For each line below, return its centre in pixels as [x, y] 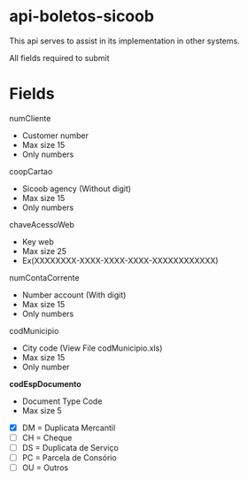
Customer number [55, 135]
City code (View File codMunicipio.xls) [92, 348]
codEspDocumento [45, 383]
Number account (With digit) [74, 295]
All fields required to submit [59, 58]
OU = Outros [45, 468]
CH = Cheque [47, 437]
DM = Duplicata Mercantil [69, 428]
